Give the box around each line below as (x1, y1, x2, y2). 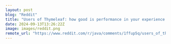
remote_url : (5, 31, 31, 36)
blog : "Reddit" (5, 12, 38, 17)
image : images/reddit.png (5, 26, 60, 31)
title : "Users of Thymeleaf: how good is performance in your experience (5, 17, 165, 22)
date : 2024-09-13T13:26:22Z (5, 21, 65, 27)
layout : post (5, 7, 33, 13)
